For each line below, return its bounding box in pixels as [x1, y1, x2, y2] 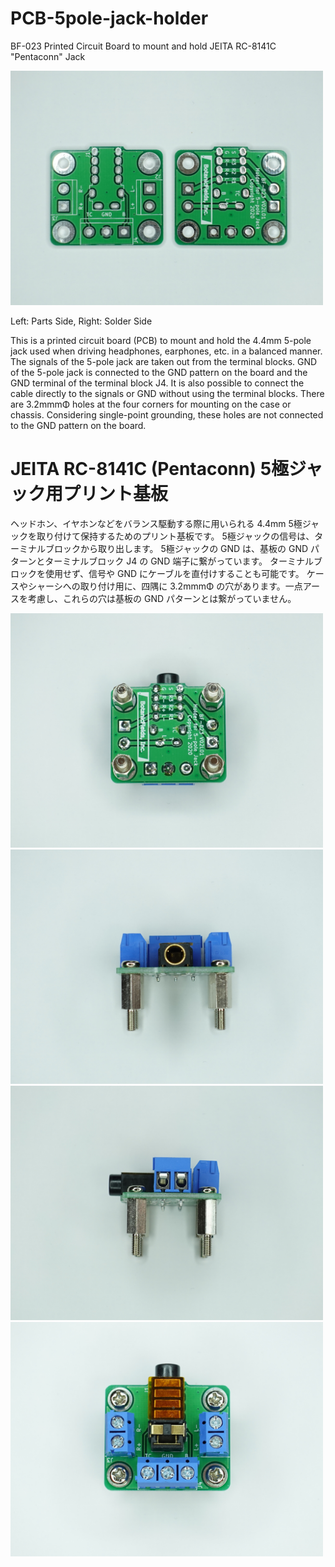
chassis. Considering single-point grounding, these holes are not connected [10, 408, 324, 421]
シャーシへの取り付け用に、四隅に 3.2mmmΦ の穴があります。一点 [27, 580, 303, 592]
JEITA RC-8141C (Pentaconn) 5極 [10, 458, 290, 481]
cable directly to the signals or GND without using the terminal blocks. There [10, 387, 325, 399]
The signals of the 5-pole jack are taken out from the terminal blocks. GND [10, 355, 318, 367]
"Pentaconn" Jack [10, 50, 86, 62]
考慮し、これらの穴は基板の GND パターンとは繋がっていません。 [27, 592, 297, 604]
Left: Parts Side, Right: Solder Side [10, 315, 153, 327]
